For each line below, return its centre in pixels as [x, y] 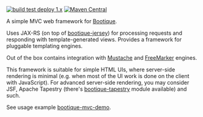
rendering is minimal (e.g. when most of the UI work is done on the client [98, 76]
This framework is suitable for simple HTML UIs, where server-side [91, 69]
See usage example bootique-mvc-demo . [59, 107]
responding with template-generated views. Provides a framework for [94, 39]
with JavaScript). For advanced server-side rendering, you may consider [98, 83]
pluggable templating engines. [45, 46]
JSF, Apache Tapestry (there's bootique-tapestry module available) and [97, 89]
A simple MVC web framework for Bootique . [62, 21]
